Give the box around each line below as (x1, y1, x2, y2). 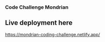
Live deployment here (5, 19, 73, 27)
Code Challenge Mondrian (5, 4, 69, 11)
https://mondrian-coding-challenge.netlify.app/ (5, 31, 100, 37)
